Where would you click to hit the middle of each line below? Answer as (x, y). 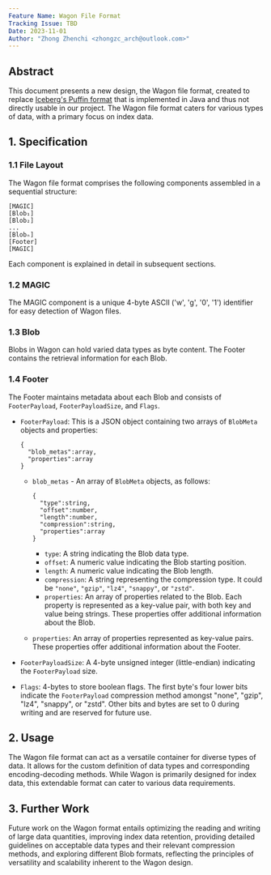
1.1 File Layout (36, 165)
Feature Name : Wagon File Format (65, 16)
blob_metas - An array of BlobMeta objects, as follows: (121, 481)
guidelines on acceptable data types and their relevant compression (122, 845)
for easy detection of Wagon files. (65, 311)
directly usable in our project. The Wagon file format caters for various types (136, 108)
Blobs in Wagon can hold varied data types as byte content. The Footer (127, 350)
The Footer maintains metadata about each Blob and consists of (115, 397)
